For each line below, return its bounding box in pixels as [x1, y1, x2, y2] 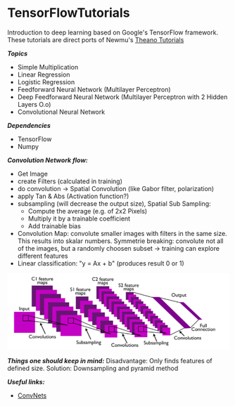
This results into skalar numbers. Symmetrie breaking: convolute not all [17, 237, 224, 245]
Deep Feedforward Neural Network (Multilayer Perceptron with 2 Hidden [17, 93, 228, 101]
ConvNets [17, 391, 47, 400]
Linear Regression [17, 70, 70, 79]
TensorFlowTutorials [7, 5, 130, 21]
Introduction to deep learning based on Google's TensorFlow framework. [7, 28, 219, 37]
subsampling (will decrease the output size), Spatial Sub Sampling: [17, 199, 211, 208]
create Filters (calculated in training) [17, 177, 123, 185]
